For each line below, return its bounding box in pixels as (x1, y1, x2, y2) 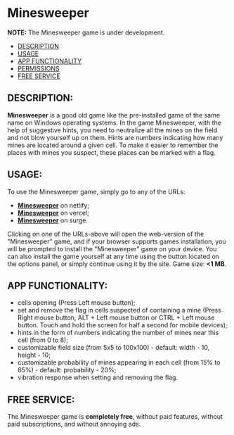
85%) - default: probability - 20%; (17, 366, 117, 374)
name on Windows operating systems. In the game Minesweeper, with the (7, 118, 221, 127)
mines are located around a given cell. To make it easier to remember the (7, 141, 219, 149)
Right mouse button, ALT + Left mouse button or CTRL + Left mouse (17, 313, 215, 322)
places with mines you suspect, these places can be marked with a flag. (7, 148, 216, 156)
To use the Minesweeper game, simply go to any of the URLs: (7, 187, 186, 196)
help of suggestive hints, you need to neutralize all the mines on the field (7, 125, 218, 134)
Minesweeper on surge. (17, 216, 88, 225)
